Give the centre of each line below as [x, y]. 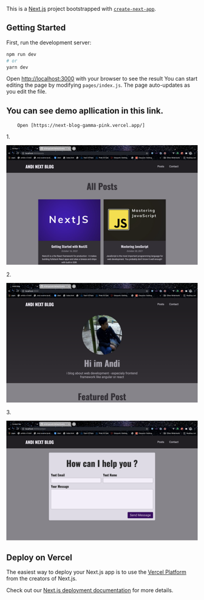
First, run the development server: [49, 43]
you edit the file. [26, 92]
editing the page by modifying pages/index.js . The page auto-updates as [98, 85]
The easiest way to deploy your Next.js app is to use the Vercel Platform [97, 572]
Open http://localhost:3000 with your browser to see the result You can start [102, 79]
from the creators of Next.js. [42, 579]
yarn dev [17, 67]
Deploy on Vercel [39, 557]
